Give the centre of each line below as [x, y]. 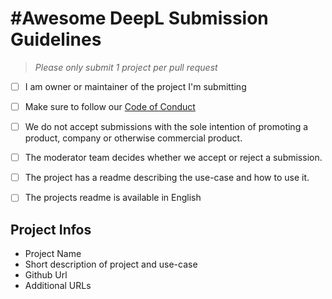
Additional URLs [58, 286]
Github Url [46, 275]
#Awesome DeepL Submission [139, 18]
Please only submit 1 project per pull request [126, 67]
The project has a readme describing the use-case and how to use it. [167, 178]
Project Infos [51, 229]
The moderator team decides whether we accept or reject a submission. [173, 158]
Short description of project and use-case [111, 264]
